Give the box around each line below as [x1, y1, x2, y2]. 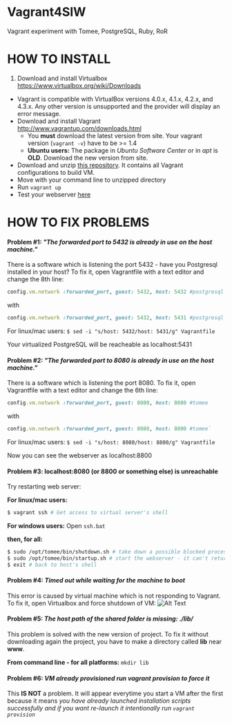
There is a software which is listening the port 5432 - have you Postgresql [7, 261, 217, 269]
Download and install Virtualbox [17, 74, 108, 82]
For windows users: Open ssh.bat [7, 522, 106, 530]
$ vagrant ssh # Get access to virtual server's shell [7, 509, 168, 516]
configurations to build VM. [17, 168, 95, 176]
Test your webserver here [17, 190, 91, 198]
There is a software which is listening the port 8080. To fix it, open [7, 379, 196, 387]
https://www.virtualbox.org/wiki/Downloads [17, 81, 142, 90]
